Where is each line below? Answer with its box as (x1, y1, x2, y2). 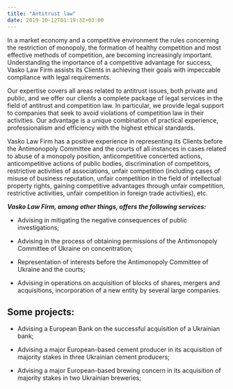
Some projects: (7, 306, 75, 318)
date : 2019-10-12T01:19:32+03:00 (7, 17, 104, 24)
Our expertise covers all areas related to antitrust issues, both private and (7, 86, 218, 95)
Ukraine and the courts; (17, 265, 86, 273)
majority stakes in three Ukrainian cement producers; (17, 353, 170, 361)
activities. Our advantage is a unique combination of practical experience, (7, 116, 219, 124)
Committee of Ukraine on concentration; (17, 244, 134, 252)
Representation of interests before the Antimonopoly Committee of (17, 257, 209, 266)
